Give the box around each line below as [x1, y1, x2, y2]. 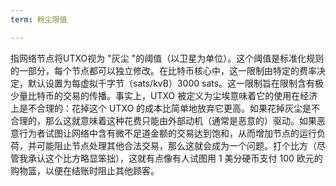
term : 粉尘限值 [10, 14, 68, 25]
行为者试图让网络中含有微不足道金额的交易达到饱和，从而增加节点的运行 [18, 127, 317, 139]
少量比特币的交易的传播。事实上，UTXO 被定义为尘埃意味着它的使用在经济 [10, 89, 318, 101]
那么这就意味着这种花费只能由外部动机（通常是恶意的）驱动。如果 [44, 114, 317, 126]
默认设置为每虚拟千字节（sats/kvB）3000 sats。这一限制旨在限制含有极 [27, 77, 325, 89]
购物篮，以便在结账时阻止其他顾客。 [10, 164, 160, 176]
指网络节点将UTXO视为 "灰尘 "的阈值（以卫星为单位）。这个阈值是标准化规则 [10, 52, 325, 64]
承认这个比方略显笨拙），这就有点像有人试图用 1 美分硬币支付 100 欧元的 [27, 152, 323, 164]
